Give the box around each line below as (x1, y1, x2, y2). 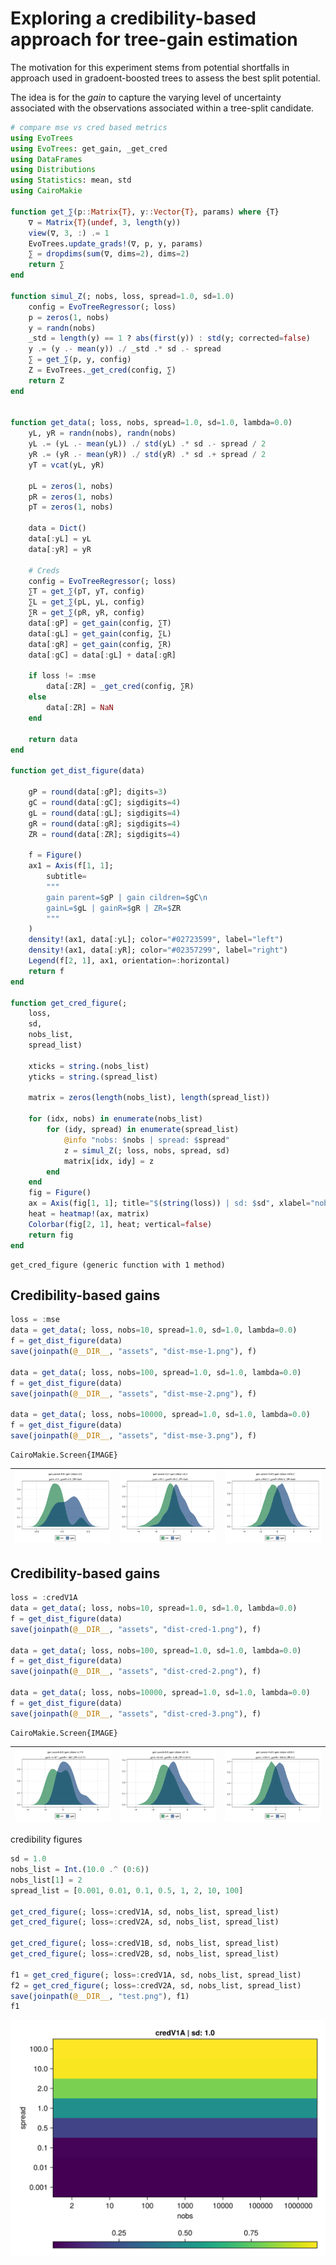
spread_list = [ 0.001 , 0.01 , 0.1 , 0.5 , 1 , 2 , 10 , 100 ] (10, 1885, 244, 1896)
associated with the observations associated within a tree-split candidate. (10, 102, 315, 114)
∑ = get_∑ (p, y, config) (28, 355, 132, 365)
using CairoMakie (10, 186, 83, 196)
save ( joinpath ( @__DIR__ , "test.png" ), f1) (10, 1991, 190, 2001)
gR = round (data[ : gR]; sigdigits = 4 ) (28, 818, 182, 829)
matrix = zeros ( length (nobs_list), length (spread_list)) (28, 1093, 271, 1103)
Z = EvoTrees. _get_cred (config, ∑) (28, 365, 177, 376)
